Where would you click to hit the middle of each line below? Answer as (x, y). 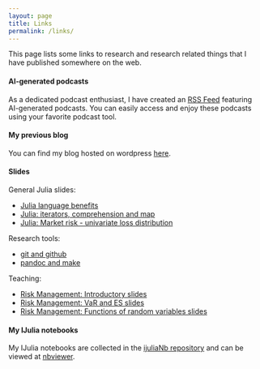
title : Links (30, 24)
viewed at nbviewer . (42, 357)
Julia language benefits (59, 205)
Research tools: (34, 238)
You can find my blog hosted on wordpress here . (90, 153)
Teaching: (25, 278)
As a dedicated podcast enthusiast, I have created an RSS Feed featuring (130, 99)
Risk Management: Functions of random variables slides (114, 311)
